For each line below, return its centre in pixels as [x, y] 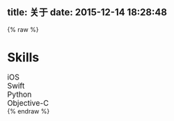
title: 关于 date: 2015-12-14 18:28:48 [87, 12]
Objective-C [28, 103]
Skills [23, 57]
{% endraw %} [29, 111]
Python [19, 94]
